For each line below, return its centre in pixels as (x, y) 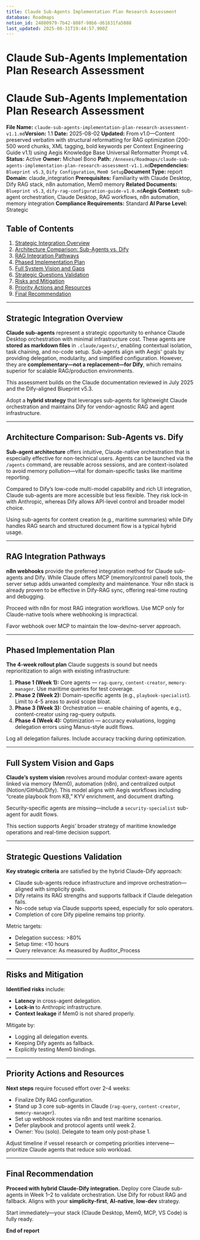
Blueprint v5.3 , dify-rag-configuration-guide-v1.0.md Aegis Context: (93, 191)
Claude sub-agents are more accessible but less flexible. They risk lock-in (97, 495)
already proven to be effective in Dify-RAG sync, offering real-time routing (97, 590)
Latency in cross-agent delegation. (58, 1001)
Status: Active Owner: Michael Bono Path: (59, 159)
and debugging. (26, 596)
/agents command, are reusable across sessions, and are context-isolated (97, 465)
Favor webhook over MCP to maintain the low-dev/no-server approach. (94, 626)
